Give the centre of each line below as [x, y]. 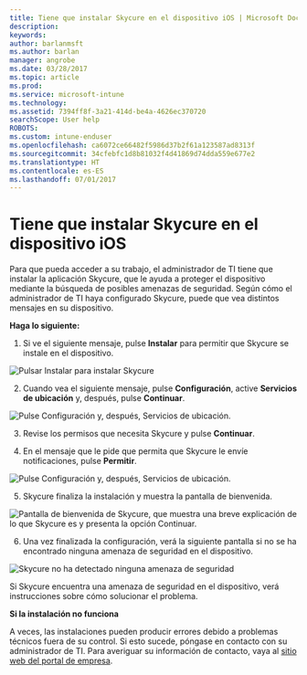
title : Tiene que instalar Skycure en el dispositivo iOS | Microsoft [147, 18]
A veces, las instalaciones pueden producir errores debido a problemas [144, 632]
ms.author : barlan [44, 52]
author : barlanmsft [47, 43]
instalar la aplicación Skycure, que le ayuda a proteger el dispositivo [138, 279]
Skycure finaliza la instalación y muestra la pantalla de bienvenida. [147, 496]
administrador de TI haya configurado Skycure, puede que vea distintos [144, 299]
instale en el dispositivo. [68, 353]
